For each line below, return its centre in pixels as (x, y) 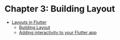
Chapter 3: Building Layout (60, 9)
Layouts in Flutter (29, 22)
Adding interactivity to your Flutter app (58, 32)
